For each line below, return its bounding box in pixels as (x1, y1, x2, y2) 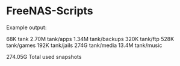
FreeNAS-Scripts (6, 4, 93, 18)
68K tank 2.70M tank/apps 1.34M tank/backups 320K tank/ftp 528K (6, 35, 175, 42)
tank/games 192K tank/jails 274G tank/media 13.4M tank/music (6, 42, 163, 49)
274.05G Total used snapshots (6, 53, 82, 60)
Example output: (6, 24, 47, 31)
